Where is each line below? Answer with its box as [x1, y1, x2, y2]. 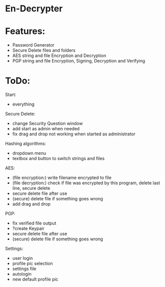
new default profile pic [12, 276, 58, 283]
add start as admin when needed [12, 126, 80, 132]
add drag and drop [12, 201, 51, 207]
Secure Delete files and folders [12, 48, 76, 54]
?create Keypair [12, 226, 45, 231]
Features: [5, 26, 46, 37]
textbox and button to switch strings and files [12, 156, 105, 162]
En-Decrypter [5, 3, 63, 14]
